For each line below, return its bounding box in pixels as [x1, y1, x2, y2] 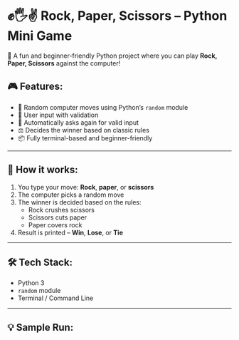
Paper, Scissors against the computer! [7, 58, 121, 67]
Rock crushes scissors [28, 205, 95, 214]
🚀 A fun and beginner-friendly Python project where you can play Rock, [7, 51, 218, 60]
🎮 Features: [7, 81, 63, 93]
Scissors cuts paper [28, 213, 87, 222]
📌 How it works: [7, 164, 78, 176]
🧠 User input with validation [17, 110, 99, 119]
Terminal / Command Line [17, 294, 94, 302]
